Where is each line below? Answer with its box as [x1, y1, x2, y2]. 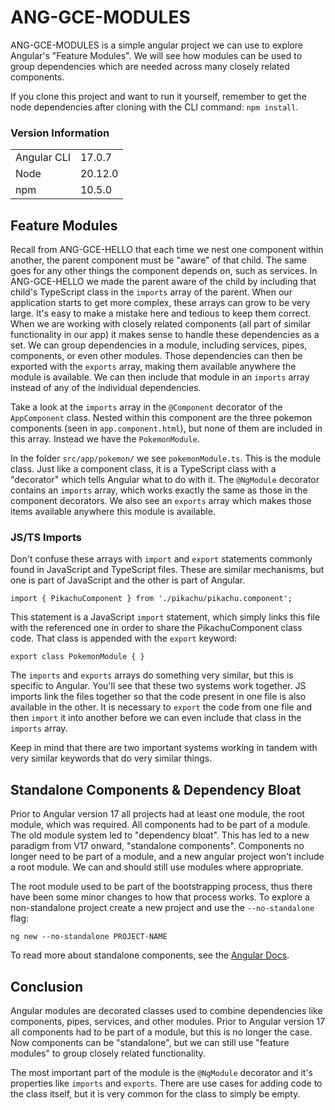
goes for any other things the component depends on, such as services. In [10, 265, 318, 277]
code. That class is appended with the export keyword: [10, 632, 238, 645]
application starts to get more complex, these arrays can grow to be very [10, 297, 311, 309]
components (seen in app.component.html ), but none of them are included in [10, 422, 323, 435]
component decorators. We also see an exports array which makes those [10, 495, 312, 507]
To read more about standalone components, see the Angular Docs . [10, 949, 290, 961]
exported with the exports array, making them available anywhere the [10, 361, 297, 373]
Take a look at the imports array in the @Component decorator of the [10, 401, 283, 413]
